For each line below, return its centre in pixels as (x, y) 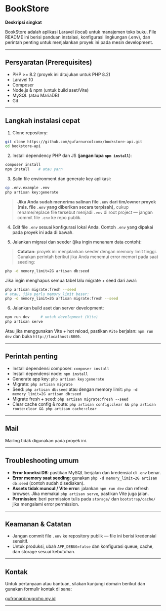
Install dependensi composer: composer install (61, 368)
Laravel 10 (23, 79)
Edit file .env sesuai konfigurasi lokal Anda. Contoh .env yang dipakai (83, 227)
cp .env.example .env (27, 188)
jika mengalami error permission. (46, 504)
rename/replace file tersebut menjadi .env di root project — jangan (85, 212)
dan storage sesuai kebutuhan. (44, 552)
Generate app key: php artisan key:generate (58, 379)
